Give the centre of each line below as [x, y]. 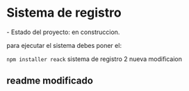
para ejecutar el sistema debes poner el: [64, 45]
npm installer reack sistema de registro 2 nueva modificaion [94, 59]
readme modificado [50, 81]
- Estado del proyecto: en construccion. [63, 32]
